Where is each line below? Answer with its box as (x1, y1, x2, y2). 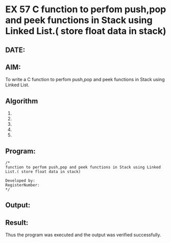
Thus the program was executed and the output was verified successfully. (5, 232, 162, 238)
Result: (5, 218, 29, 227)
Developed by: (5, 178, 36, 183)
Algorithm (5, 96, 38, 105)
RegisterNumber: (5, 183, 40, 188)
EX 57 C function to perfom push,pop (5, 4, 166, 15)
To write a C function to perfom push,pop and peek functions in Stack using (5, 77, 165, 83)
